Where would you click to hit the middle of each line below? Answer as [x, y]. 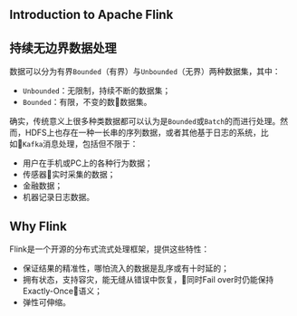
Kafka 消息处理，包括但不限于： [80, 144]
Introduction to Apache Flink [91, 15]
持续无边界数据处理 [63, 48]
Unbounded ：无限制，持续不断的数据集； [96, 91]
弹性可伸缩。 [46, 302]
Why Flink [38, 226]
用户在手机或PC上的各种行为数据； [87, 163]
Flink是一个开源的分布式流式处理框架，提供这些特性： [110, 249]
